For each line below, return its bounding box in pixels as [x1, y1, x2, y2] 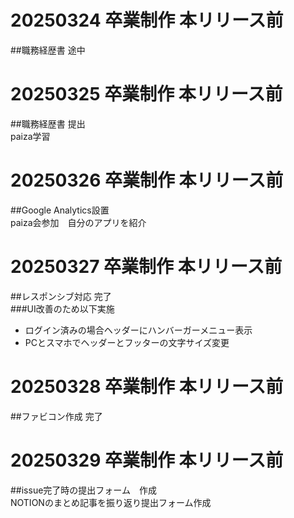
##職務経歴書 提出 [10, 117, 86, 130]
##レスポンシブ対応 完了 [10, 290, 112, 302]
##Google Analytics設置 [10, 204, 110, 216]
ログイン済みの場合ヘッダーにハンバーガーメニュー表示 [24, 324, 253, 336]
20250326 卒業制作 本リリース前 [10, 169, 284, 192]
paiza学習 [10, 130, 51, 142]
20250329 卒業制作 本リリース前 [10, 449, 284, 471]
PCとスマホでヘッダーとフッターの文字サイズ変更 [24, 336, 230, 348]
